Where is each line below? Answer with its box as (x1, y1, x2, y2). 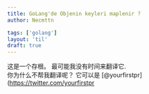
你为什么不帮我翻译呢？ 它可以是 (7, 71, 100, 79)
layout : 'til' (7, 36, 49, 42)
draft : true (7, 42, 42, 49)
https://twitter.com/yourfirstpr (9, 79, 95, 87)
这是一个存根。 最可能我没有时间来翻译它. (7, 62, 126, 70)
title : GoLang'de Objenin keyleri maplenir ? (7, 10, 141, 17)
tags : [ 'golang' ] (7, 29, 58, 36)
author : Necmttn (7, 17, 54, 24)
